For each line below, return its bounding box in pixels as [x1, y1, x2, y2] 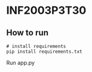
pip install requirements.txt [6, 49, 83, 55]
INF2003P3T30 [6, 4, 87, 17]
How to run [6, 28, 49, 38]
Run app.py [6, 59, 35, 66]
